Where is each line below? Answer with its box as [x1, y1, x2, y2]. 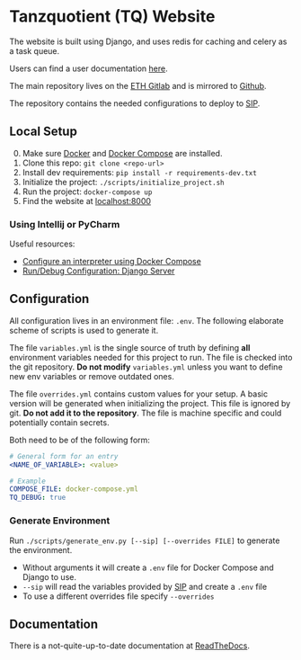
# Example [9, 477, 47, 486]
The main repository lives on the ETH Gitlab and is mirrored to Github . [9, 80, 267, 91]
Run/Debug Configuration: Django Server [22, 265, 175, 276]
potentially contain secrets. [9, 416, 110, 428]
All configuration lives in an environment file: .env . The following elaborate [9, 315, 285, 326]
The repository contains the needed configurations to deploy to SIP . [9, 97, 261, 109]
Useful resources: [9, 238, 75, 249]
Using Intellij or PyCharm [9, 218, 120, 230]
